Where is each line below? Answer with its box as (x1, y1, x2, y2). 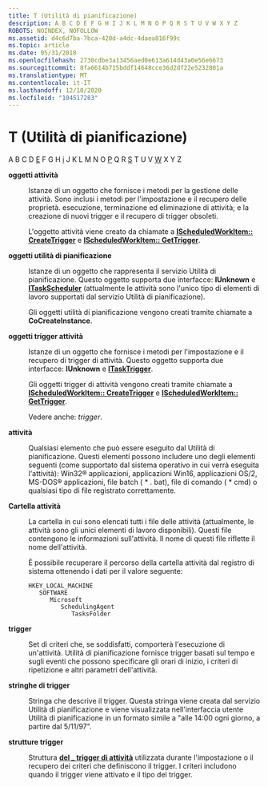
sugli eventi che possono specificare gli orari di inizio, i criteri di (28, 656, 238, 666)
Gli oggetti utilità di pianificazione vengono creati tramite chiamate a (28, 308, 253, 317)
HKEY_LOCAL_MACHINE (28, 582, 94, 590)
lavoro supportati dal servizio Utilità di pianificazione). (28, 292, 206, 301)
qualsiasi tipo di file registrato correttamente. (28, 486, 176, 495)
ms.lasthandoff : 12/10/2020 (8, 86, 102, 95)
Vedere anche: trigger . (28, 412, 102, 422)
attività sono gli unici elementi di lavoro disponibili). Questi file (28, 526, 232, 535)
